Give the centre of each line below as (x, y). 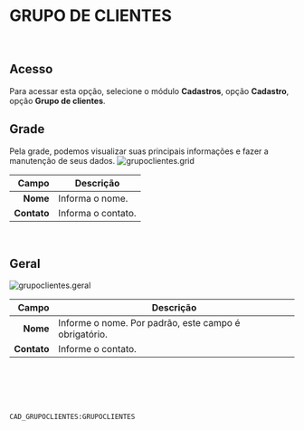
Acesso (31, 69)
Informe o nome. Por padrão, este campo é (149, 323)
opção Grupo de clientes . (57, 100)
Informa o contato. (98, 213)
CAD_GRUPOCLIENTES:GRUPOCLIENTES (72, 417)
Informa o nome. (93, 198)
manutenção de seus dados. (62, 160)
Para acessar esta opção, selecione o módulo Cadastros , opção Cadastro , (149, 91)
